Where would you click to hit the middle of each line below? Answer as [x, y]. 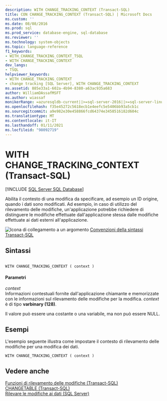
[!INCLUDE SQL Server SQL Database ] [44, 189]
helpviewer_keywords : [28, 75]
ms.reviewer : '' [22, 38]
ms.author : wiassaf [25, 97]
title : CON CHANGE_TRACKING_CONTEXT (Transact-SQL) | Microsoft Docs [79, 14]
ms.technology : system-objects [38, 42]
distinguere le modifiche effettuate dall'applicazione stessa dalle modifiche [82, 215]
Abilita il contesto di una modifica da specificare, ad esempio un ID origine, [82, 199]
